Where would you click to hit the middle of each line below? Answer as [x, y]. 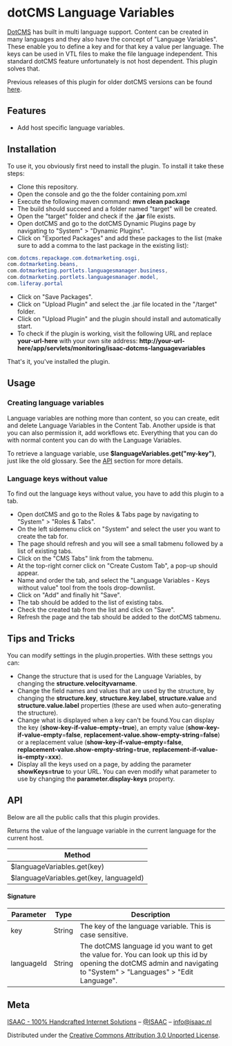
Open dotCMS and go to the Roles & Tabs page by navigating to [108, 514]
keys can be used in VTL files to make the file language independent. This [112, 54]
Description [151, 914]
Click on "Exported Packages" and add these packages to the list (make [119, 238]
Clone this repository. [48, 186]
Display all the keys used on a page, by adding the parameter [104, 764]
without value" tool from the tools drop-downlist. [86, 588]
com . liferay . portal [35, 284]
